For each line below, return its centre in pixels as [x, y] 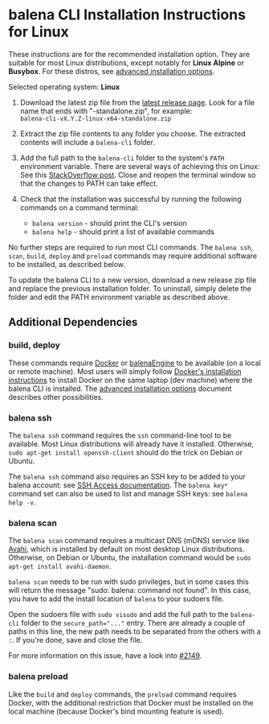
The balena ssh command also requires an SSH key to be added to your [127, 476]
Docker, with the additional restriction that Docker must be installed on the [131, 702]
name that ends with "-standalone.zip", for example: [106, 111]
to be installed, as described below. [67, 264]
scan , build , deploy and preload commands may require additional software [133, 256]
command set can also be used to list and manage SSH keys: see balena [128, 493]
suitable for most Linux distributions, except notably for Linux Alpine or [126, 63]
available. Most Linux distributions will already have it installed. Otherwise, [131, 443]
